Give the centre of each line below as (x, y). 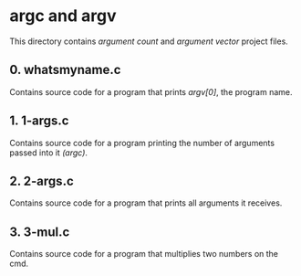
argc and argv (63, 16)
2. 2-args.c (42, 180)
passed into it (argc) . (49, 153)
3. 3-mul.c (40, 232)
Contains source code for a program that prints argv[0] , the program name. (151, 91)
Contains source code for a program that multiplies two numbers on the (144, 254)
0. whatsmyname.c (65, 70)
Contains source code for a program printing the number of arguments (142, 143)
